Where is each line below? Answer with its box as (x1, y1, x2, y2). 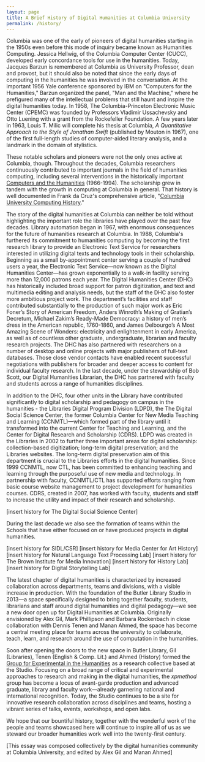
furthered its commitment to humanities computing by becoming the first (6, 237, 190, 244)
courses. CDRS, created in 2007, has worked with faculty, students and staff (6, 490, 199, 497)
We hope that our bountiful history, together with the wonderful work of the (6, 717, 196, 725)
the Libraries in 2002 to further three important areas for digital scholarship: (6, 438, 198, 445)
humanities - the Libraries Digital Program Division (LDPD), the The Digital (6, 405, 193, 413)
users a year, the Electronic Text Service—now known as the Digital (6, 263, 177, 270)
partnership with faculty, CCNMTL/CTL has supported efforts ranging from (6, 476, 195, 484)
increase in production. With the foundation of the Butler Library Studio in (6, 589, 192, 596)
